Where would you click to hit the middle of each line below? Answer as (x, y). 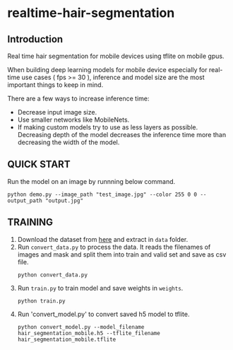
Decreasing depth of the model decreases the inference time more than (122, 135)
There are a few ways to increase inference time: (78, 98)
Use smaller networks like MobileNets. (73, 119)
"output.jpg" (64, 200)
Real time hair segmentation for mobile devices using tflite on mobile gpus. (116, 56)
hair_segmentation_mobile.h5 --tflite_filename (89, 333)
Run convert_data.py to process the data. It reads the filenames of (114, 247)
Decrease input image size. (57, 112)
